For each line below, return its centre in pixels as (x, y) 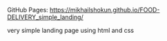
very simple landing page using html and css (71, 30)
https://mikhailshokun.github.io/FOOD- (105, 10)
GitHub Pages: (28, 10)
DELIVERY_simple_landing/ (46, 17)
